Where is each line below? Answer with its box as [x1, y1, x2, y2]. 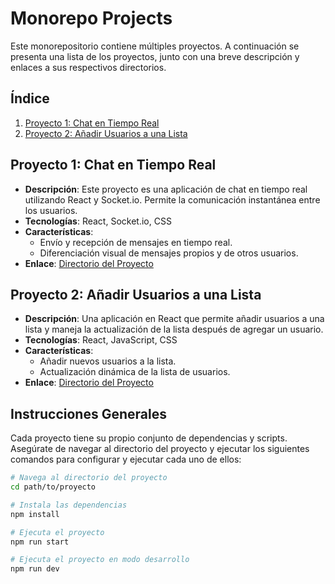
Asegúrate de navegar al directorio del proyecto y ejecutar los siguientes [10, 443, 310, 455]
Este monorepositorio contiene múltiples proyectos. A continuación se [10, 40, 300, 52]
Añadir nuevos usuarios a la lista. [39, 355, 177, 367]
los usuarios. [24, 204, 78, 216]
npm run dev [10, 564, 60, 574]
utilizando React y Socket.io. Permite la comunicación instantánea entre [24, 193, 321, 206]
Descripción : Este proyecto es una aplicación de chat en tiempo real [24, 183, 308, 195]
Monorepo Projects [10, 7, 173, 30]
